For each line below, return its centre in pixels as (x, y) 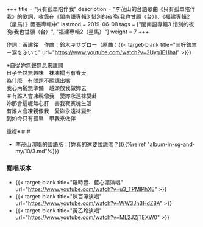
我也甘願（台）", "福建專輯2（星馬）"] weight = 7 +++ (81, 32)
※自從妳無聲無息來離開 (35, 65)
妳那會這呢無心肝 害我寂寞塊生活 (49, 103)
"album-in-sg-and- (171, 144)
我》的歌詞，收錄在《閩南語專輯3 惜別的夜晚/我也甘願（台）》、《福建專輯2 (98, 16)
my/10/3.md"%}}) (37, 151)
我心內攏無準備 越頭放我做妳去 (46, 88)
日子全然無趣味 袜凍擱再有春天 (46, 73)
